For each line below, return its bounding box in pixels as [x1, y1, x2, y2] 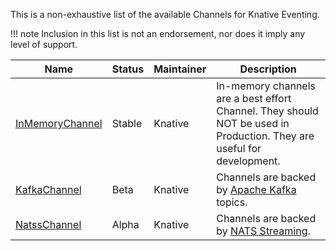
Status [111, 62, 145, 76]
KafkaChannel [15, 183, 82, 196]
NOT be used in [216, 117, 290, 130]
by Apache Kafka [216, 183, 297, 196]
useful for [216, 142, 262, 155]
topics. [216, 195, 248, 209]
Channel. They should [216, 104, 319, 118]
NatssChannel [15, 218, 82, 231]
